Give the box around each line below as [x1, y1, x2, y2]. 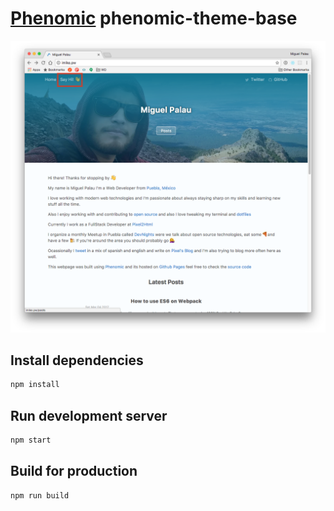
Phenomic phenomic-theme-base [10, 7, 298, 30]
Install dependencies [10, 352, 144, 369]
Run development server [10, 407, 168, 424]
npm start [10, 435, 52, 446]
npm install [10, 380, 60, 390]
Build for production [10, 463, 138, 480]
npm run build [10, 490, 70, 501]
